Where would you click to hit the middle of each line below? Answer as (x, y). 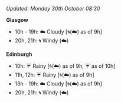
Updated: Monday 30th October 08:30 (53, 9)
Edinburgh (19, 54)
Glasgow (17, 20)
